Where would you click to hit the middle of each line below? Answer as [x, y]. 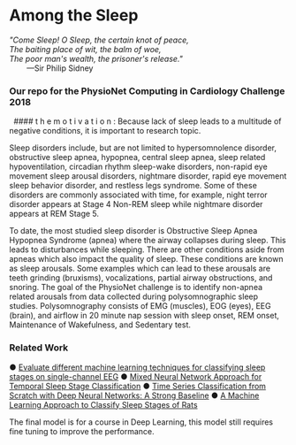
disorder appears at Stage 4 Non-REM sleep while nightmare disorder [136, 204]
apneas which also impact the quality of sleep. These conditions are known [146, 259]
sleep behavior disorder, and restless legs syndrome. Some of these [133, 186]
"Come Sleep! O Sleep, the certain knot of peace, [99, 40]
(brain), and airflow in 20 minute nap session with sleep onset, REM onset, [144, 316]
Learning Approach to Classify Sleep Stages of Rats [103, 404]
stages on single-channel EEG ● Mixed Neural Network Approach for [136, 376]
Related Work [39, 348]
